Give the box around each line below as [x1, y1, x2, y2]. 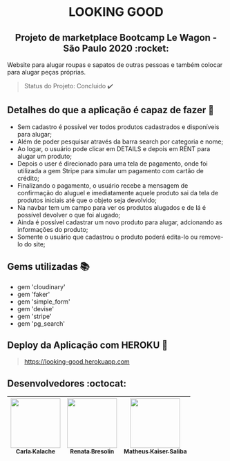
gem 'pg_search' [17, 319, 66, 328]
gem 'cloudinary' [17, 282, 66, 291]
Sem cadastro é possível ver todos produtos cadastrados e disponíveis [17, 122, 220, 131]
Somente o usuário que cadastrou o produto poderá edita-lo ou [17, 233, 198, 241]
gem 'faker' [17, 290, 50, 298]
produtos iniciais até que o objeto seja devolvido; [17, 196, 157, 204]
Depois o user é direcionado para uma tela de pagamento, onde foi [17, 159, 209, 168]
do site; [23, 239, 46, 248]
